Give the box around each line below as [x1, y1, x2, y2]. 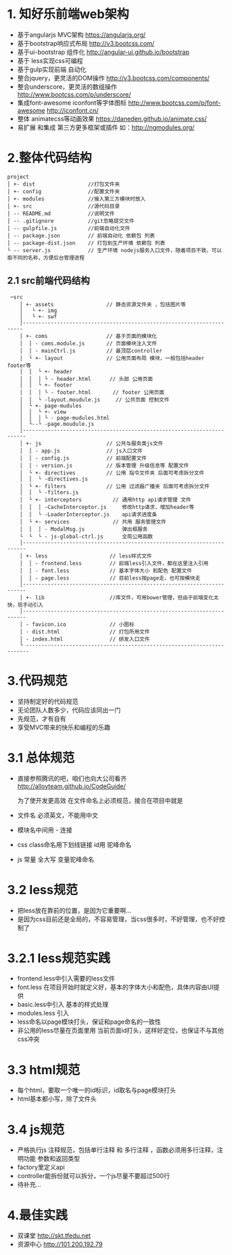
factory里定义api [17, 1163, 65, 1171]
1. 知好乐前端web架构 [7, 6, 130, 22]
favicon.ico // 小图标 [32, 621, 135, 627]
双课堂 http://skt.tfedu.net [17, 1231, 91, 1240]
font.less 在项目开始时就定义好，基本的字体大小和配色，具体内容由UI [17, 983, 214, 991]
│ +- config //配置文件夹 [7, 188, 120, 195]
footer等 [7, 362, 31, 369]
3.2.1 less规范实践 [7, 950, 111, 966]
